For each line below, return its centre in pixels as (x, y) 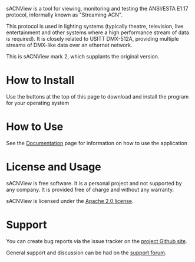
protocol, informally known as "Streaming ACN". (64, 15)
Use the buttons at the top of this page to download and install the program (97, 96)
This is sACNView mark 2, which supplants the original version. (83, 56)
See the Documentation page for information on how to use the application (97, 143)
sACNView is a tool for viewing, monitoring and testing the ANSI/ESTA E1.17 (97, 9)
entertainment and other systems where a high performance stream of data (98, 32)
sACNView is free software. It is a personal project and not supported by (94, 183)
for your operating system (38, 103)
